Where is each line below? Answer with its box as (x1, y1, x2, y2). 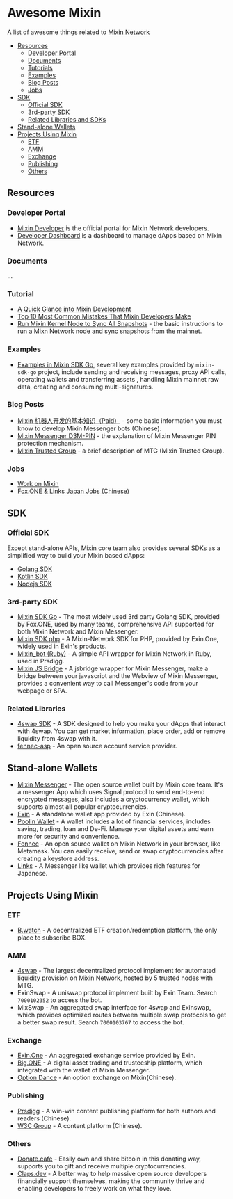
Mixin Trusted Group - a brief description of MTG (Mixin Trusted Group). (17, 446, 225, 455)
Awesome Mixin (7, 5, 102, 21)
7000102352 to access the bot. (17, 996, 102, 1004)
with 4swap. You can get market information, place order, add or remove (17, 727, 226, 735)
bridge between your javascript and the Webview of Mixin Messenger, (17, 672, 218, 680)
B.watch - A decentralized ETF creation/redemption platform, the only (17, 926, 218, 934)
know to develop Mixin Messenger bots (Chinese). (17, 424, 162, 433)
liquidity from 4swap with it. (17, 734, 97, 743)
